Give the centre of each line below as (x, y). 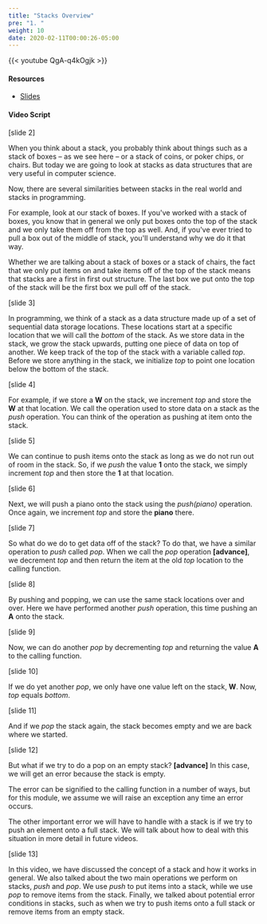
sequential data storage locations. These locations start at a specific (120, 327)
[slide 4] (22, 384)
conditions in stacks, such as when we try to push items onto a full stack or (132, 903)
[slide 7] (22, 527)
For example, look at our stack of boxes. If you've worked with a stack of (128, 213)
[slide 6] (22, 488)
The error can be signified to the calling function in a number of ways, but (130, 789)
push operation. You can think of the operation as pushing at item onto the (130, 417)
